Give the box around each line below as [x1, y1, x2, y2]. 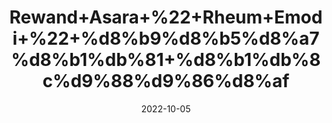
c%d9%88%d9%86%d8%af [42, 70, 290, 93]
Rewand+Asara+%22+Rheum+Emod [9, 6, 323, 29]
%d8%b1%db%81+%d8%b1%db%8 [11, 49, 321, 71]
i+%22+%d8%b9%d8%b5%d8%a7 [12, 27, 320, 50]
